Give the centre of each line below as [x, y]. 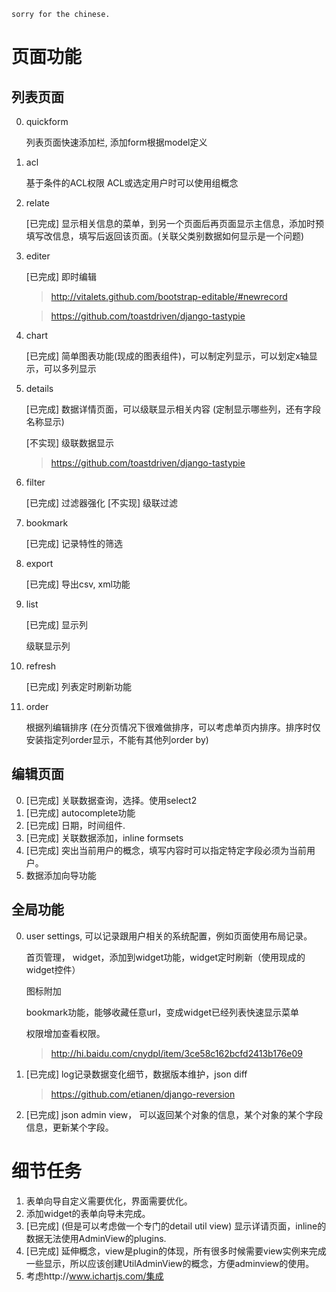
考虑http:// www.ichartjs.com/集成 [94, 1276]
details [39, 388]
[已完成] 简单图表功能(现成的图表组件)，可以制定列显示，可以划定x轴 [167, 356]
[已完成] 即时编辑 [61, 276]
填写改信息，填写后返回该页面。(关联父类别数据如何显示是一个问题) [165, 236]
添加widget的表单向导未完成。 [88, 1213]
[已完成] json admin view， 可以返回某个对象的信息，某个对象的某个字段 [174, 1114]
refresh [41, 666]
